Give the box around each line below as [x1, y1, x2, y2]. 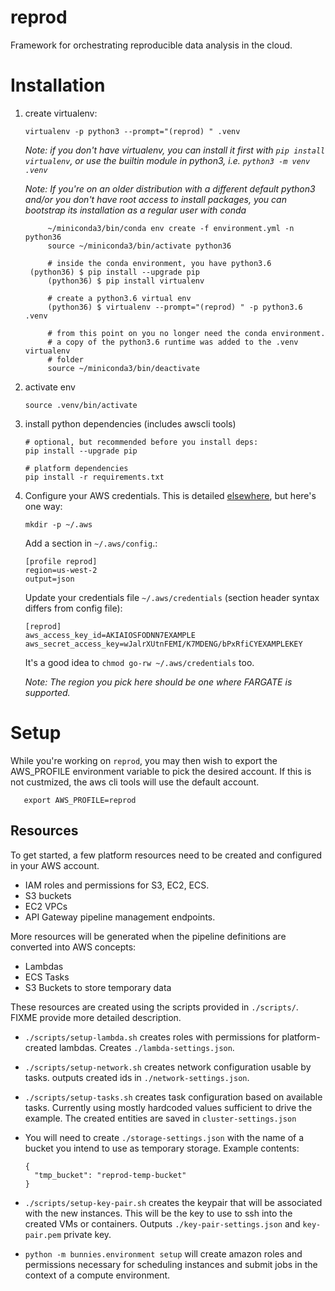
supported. [24, 686, 71, 698]
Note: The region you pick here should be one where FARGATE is [24, 676, 293, 688]
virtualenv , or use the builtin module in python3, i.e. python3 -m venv [24, 154, 311, 166]
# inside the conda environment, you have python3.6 [47, 258, 272, 268]
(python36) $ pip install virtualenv [47, 276, 205, 286]
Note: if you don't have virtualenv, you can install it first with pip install [24, 144, 326, 156]
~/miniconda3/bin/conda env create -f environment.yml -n [47, 223, 295, 233]
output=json [24, 574, 75, 584]
